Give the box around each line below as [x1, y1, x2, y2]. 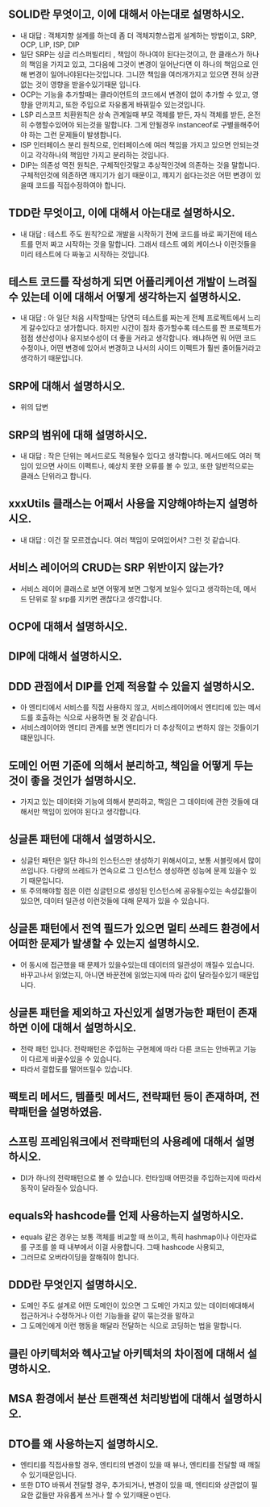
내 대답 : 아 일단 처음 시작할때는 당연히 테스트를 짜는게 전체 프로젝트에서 [19, 313, 246, 323]
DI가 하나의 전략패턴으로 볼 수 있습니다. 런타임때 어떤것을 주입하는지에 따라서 [19, 1172, 262, 1183]
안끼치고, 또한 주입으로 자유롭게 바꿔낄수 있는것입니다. [35, 99, 206, 109]
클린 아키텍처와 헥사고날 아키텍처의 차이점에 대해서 [8, 1347, 246, 1360]
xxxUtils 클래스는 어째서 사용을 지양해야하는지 [8, 497, 226, 510]
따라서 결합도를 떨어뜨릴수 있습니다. [19, 1064, 133, 1074]
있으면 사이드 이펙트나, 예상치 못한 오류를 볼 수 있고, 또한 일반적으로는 [35, 461, 255, 471]
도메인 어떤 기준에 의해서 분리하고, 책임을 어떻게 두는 [8, 759, 254, 772]
